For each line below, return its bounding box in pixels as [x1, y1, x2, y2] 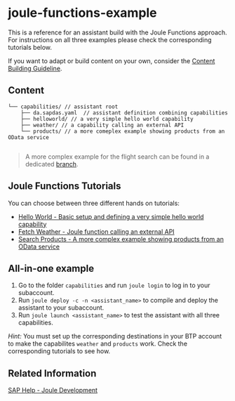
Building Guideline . [8, 64, 62, 72]
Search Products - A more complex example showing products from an [18, 235, 224, 243]
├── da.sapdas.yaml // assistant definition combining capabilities [20, 109, 229, 117]
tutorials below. [8, 43, 52, 51]
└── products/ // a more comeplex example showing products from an [20, 128, 225, 135]
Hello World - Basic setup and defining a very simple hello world [18, 212, 204, 221]
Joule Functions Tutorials [8, 180, 121, 192]
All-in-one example [8, 262, 94, 275]
